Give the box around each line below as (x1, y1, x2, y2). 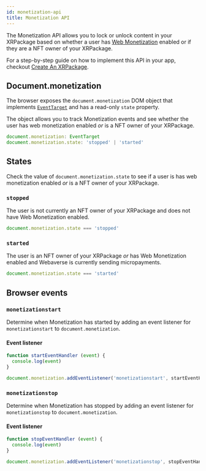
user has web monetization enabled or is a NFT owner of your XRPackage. (6, 122, 195, 129)
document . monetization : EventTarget (6, 134, 100, 140)
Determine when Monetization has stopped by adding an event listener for (6, 402, 194, 409)
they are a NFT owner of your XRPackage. (6, 44, 113, 52)
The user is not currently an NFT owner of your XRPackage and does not (6, 207, 191, 215)
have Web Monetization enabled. (6, 213, 90, 221)
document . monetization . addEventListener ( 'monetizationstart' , (6, 375, 169, 381)
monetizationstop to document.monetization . (6, 408, 118, 416)
